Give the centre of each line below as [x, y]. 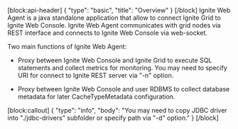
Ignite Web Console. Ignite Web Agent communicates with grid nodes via [114, 25]
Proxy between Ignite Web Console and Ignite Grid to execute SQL [115, 60]
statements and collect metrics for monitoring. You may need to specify [122, 68]
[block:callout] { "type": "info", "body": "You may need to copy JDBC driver [117, 110]
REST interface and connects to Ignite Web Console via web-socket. [108, 33]
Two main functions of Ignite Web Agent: [67, 46]
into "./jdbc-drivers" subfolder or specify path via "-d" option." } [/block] [113, 118]
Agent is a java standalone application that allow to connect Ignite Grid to [114, 18]
